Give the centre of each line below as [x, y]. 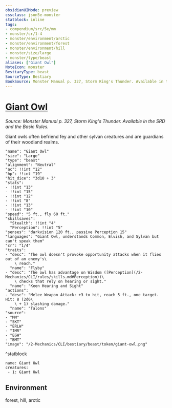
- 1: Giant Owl [24, 372]
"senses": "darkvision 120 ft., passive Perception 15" [66, 232]
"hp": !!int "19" [24, 174]
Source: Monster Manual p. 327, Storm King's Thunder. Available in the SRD [85, 121]
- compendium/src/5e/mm [31, 29]
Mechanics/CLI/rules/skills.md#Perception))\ [55, 277]
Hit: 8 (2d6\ [19, 299]
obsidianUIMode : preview [32, 10]
